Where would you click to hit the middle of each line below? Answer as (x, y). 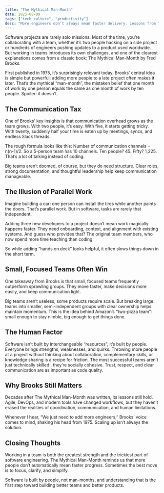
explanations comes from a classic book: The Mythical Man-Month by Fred (81, 58)
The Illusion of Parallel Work (49, 192)
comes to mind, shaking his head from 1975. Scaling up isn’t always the (77, 422)
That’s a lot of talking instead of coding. (45, 156)
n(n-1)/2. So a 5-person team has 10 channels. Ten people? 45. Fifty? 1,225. (81, 151)
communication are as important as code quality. (54, 370)
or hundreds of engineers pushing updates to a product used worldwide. (78, 48)
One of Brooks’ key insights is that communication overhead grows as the (79, 121)
